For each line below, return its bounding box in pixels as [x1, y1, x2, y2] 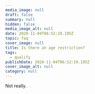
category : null [5, 69, 38, 74]
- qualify [10, 54, 30, 60]
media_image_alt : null [5, 26, 53, 32]
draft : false [5, 12, 33, 17]
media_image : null [5, 7, 44, 13]
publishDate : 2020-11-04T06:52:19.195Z [5, 59, 90, 65]
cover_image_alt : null [5, 64, 53, 69]
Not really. [5, 83, 27, 89]
